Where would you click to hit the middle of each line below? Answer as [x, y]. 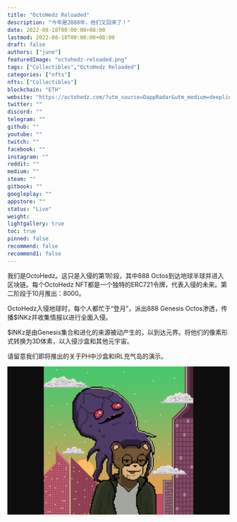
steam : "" [22, 179]
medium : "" [23, 172]
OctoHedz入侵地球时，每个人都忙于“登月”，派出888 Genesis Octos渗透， [114, 308]
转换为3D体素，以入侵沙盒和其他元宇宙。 [73, 341]
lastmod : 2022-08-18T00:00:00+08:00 [61, 37]
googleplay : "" [30, 194]
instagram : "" [28, 157]
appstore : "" [26, 202]
